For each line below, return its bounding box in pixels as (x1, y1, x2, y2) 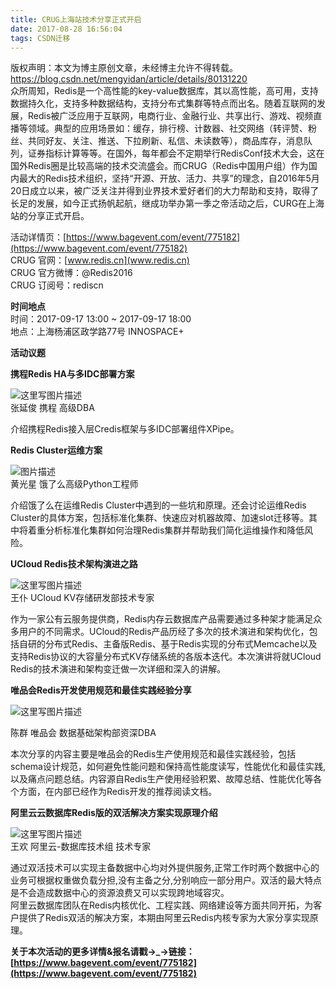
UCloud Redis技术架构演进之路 (10, 558, 138, 570)
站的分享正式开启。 (10, 210, 90, 222)
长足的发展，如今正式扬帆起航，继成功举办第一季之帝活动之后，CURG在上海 (10, 197, 325, 210)
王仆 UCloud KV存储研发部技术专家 (10, 592, 155, 604)
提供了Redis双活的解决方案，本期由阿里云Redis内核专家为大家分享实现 (18, 912, 310, 924)
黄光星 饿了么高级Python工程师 (10, 478, 139, 490)
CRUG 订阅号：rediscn (10, 279, 104, 291)
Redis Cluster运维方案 (10, 444, 103, 456)
